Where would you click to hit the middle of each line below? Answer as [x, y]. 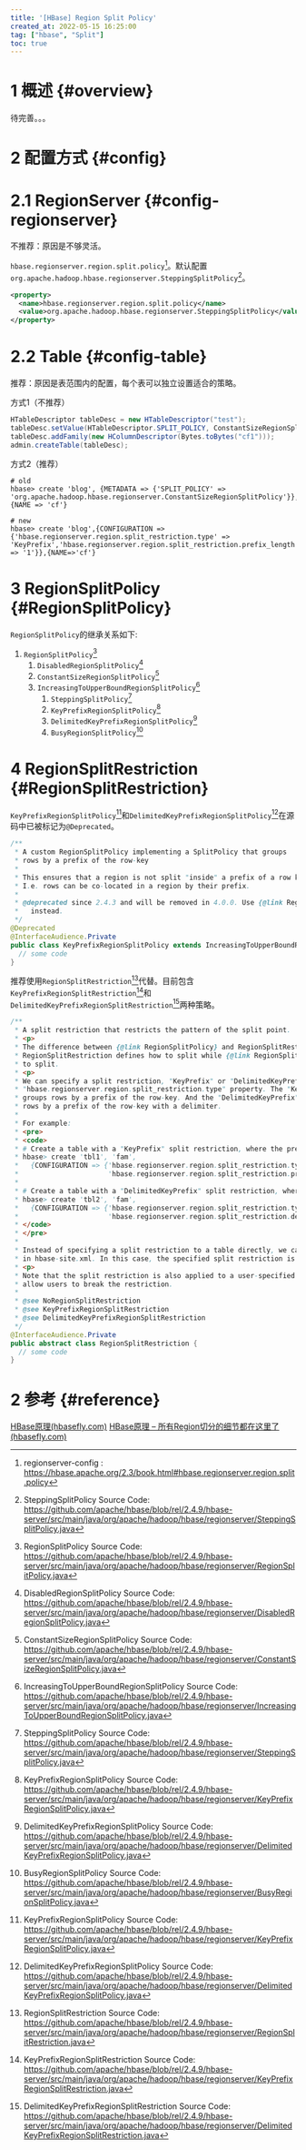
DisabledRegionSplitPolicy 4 [90, 664]
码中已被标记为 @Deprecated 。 [64, 827]
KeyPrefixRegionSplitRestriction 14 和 [81, 992]
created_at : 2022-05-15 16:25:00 [74, 26]
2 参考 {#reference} [85, 1400]
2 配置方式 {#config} [89, 158]
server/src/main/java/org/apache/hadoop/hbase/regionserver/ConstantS [160, 1659]
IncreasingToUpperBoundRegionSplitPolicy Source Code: [131, 1687]
